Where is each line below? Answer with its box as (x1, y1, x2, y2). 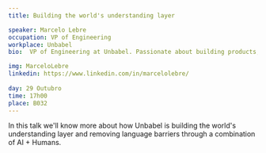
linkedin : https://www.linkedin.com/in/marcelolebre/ (8, 70, 190, 78)
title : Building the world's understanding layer (8, 11, 176, 20)
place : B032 (8, 99, 47, 107)
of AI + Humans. (8, 138, 62, 147)
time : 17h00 (8, 92, 47, 100)
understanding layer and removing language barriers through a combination (8, 129, 256, 139)
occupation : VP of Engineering (8, 33, 112, 41)
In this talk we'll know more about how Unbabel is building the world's (8, 120, 236, 131)
